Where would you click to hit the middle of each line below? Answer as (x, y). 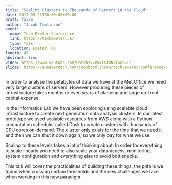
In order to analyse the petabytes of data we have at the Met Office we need (86, 82)
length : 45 (17, 53)
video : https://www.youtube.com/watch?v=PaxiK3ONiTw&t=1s (68, 63)
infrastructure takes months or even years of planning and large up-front (82, 93)
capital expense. (23, 98)
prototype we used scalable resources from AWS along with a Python (79, 119)
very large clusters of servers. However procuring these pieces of (75, 87)
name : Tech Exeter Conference (42, 34)
